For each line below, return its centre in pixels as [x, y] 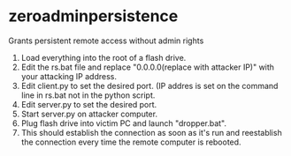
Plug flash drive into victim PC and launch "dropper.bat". [124, 123]
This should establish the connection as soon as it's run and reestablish [151, 132]
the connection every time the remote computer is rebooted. [131, 142]
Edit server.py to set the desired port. [89, 104]
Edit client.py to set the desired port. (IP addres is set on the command [149, 85]
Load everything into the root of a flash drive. [103, 57]
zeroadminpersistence [93, 16]
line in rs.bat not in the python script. [88, 95]
